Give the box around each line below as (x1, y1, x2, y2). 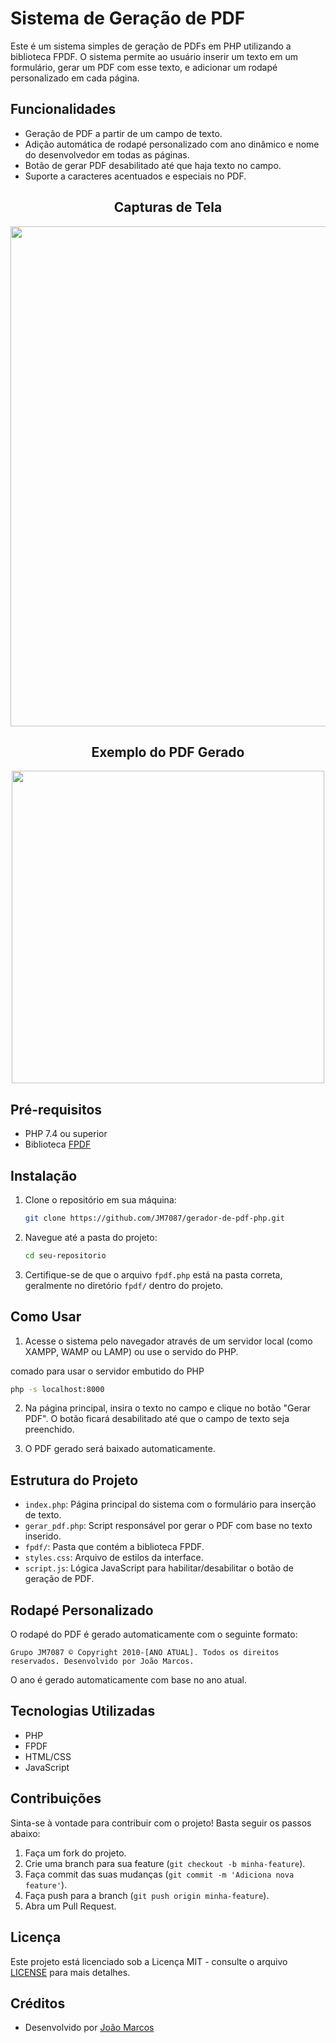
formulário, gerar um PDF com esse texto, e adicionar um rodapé (10, 61, 278, 73)
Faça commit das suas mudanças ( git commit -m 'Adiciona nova (24, 1868, 295, 1880)
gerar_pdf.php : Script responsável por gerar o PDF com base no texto (24, 1520, 313, 1532)
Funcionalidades (10, 101, 117, 118)
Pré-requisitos (10, 1101, 103, 1118)
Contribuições (10, 1790, 102, 1807)
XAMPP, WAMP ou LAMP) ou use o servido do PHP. (24, 1345, 239, 1357)
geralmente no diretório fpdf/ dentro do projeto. (24, 1279, 224, 1291)
